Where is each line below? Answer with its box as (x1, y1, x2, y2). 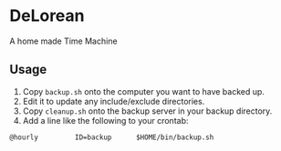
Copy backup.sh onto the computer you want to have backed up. (22, 86, 265, 96)
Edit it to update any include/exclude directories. (22, 96, 205, 106)
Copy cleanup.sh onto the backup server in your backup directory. (22, 106, 273, 116)
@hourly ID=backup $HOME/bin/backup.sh (9, 133, 214, 142)
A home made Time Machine (9, 35, 118, 46)
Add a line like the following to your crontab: (22, 115, 189, 126)
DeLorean (9, 5, 85, 26)
